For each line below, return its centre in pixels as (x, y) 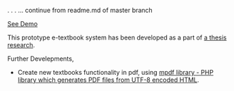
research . (21, 45)
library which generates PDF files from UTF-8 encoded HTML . (108, 80)
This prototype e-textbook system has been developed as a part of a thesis (117, 37)
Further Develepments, (41, 59)
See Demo (23, 24)
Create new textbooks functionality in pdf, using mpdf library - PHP (116, 72)
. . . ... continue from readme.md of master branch (80, 10)
